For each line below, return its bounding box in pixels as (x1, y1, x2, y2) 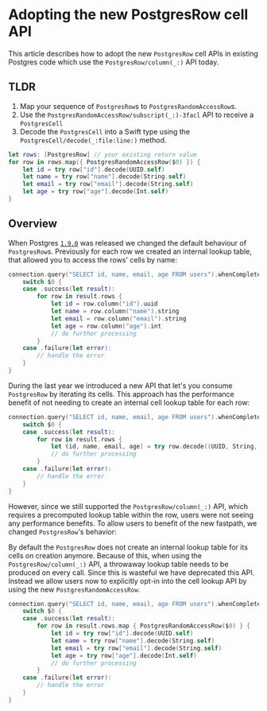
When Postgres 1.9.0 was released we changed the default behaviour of (8, 238, 247, 247)
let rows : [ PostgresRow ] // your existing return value (8, 150, 197, 158)
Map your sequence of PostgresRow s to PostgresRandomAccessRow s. (19, 101, 237, 111)
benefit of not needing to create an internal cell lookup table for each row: (8, 398, 250, 407)
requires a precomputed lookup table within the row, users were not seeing (8, 510, 254, 519)
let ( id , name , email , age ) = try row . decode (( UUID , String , (50, 443, 258, 451)
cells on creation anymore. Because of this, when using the (8, 550, 203, 560)
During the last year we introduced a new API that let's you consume (8, 380, 233, 390)
